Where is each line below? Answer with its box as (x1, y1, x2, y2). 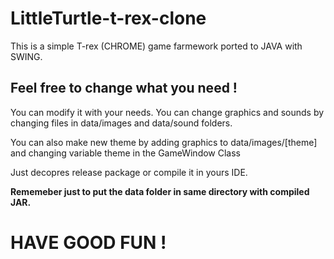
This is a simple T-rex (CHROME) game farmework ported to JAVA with (10, 40, 303, 52)
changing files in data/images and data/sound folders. (10, 117, 233, 129)
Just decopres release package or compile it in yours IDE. (10, 166, 248, 178)
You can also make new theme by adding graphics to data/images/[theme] (10, 136, 318, 148)
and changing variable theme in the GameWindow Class (10, 147, 241, 159)
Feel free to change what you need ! (10, 80, 238, 97)
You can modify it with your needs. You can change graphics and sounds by (10, 106, 325, 118)
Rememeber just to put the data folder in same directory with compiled (10, 185, 310, 197)
